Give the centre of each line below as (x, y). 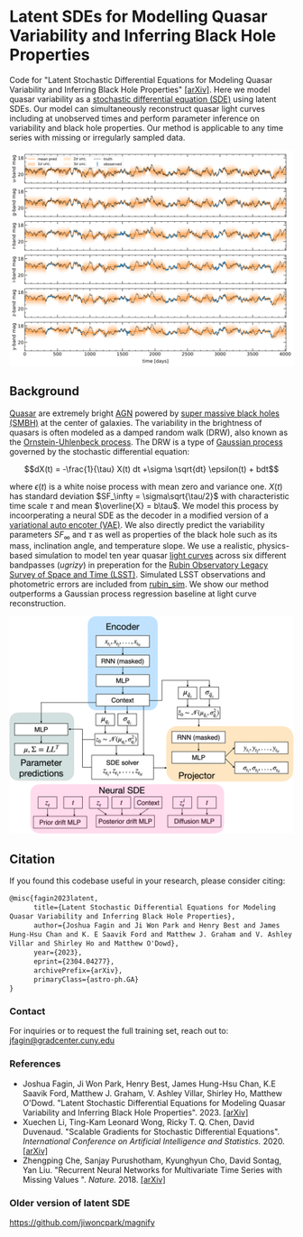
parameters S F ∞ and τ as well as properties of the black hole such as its (143, 535)
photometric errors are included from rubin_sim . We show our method (139, 585)
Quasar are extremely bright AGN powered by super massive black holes (145, 413)
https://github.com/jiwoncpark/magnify (82, 1223)
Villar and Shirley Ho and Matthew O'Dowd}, (94, 944)
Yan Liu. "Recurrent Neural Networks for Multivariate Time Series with (152, 1169)
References (35, 1064)
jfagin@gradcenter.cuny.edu (62, 1040)
